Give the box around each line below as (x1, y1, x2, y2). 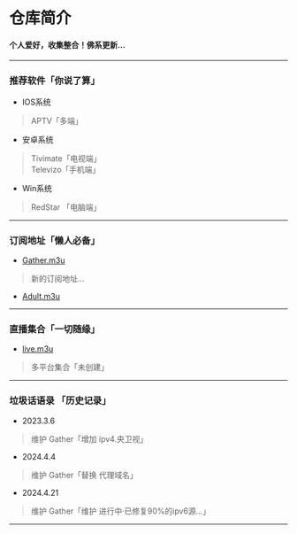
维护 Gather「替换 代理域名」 (30, 469, 139, 480)
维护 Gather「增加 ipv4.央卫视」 (30, 433, 148, 444)
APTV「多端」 (30, 115, 84, 126)
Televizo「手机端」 (30, 164, 101, 174)
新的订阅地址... (30, 273, 85, 283)
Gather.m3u (21, 254, 65, 266)
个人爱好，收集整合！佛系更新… (9, 39, 126, 50)
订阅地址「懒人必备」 (9, 234, 100, 246)
